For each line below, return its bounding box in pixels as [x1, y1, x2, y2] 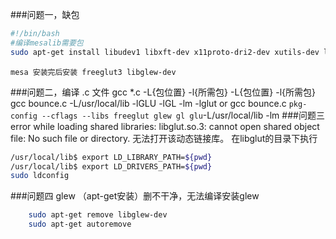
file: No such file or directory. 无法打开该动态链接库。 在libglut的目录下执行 [10, 132, 318, 144]
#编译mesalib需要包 [10, 38, 84, 48]
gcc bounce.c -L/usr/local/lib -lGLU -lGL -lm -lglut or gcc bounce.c [10, 97, 287, 109]
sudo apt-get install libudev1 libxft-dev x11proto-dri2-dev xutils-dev [10, 47, 320, 57]
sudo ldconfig [10, 171, 70, 181]
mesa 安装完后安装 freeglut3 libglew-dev [10, 67, 177, 77]
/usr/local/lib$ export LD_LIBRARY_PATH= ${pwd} [10, 152, 213, 162]
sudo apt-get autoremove [28, 219, 132, 230]
